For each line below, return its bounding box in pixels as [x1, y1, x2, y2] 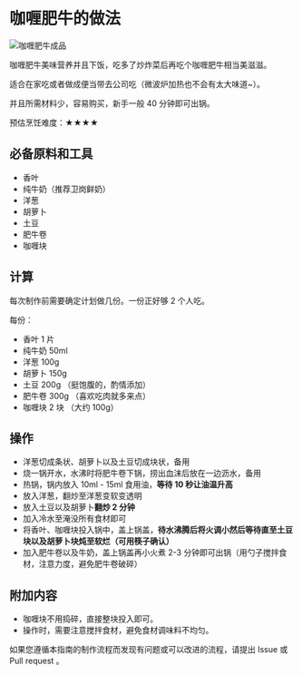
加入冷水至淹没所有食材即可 [22, 514, 127, 524]
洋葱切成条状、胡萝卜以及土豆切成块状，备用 [22, 456, 190, 467]
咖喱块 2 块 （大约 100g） [22, 401, 120, 413]
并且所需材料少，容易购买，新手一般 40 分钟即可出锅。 [9, 97, 215, 109]
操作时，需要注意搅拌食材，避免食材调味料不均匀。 [22, 625, 214, 636]
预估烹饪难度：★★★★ [9, 117, 99, 128]
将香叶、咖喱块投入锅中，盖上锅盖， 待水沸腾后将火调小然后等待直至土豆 [22, 524, 293, 535]
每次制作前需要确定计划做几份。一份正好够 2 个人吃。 [9, 295, 210, 306]
